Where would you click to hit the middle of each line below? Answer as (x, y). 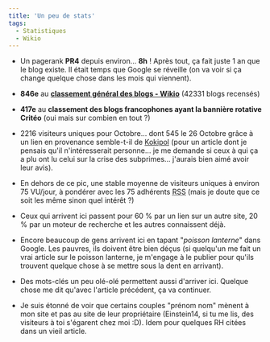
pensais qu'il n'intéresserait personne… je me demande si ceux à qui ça (139, 150)
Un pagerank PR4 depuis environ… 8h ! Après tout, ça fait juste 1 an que (140, 61)
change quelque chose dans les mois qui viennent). (106, 78)
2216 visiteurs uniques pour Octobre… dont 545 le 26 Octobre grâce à (137, 134)
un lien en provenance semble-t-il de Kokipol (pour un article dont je (133, 142)
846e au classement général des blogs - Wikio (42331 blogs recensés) (140, 94)
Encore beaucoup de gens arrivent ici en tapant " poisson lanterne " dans (140, 240)
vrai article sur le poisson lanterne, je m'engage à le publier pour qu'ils (137, 258)
